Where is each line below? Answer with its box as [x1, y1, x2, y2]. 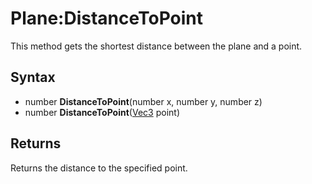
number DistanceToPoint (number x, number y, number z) [24, 95, 263, 107]
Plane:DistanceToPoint [10, 7, 204, 30]
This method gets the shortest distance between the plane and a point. [10, 40, 303, 52]
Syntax [10, 69, 56, 86]
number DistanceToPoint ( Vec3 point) [24, 106, 180, 118]
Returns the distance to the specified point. [10, 162, 188, 174]
